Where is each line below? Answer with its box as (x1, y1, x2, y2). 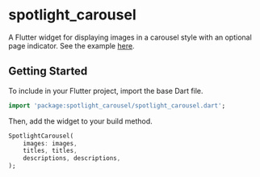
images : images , (23, 139, 78, 147)
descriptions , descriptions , (23, 154, 121, 162)
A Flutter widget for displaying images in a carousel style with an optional (8, 32, 252, 42)
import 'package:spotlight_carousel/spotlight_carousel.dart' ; (8, 101, 226, 110)
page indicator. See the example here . (8, 40, 135, 50)
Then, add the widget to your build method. (8, 116, 153, 126)
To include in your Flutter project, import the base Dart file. (8, 86, 203, 95)
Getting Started (8, 65, 88, 78)
